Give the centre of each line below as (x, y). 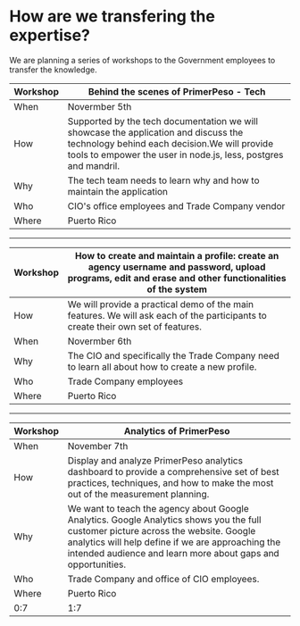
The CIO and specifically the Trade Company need (173, 355)
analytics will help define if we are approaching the (174, 542)
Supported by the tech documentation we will (163, 121)
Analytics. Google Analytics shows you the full (164, 520)
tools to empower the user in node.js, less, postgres (175, 154)
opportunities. (97, 564)
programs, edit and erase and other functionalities (177, 278)
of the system (177, 289)
